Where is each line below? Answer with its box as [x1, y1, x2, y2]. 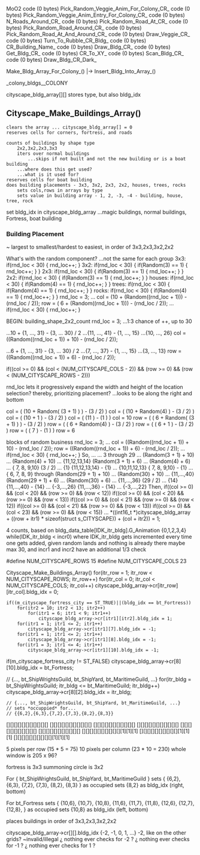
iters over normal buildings [17, 150, 90, 157]
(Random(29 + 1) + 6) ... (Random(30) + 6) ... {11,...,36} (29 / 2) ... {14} [6, 477, 178, 484]
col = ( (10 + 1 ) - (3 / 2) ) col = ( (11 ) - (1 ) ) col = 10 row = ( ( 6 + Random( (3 [6, 414, 195, 421]
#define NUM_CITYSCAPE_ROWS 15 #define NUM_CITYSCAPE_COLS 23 [6, 558, 187, 565]
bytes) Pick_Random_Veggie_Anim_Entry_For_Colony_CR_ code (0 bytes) [6, 11, 186, 19]
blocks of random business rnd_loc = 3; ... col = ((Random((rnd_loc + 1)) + [6, 438, 190, 446]
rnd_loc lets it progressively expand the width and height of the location [6, 384, 184, 391]
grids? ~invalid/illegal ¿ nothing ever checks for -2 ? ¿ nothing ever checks [6, 836, 190, 843]
